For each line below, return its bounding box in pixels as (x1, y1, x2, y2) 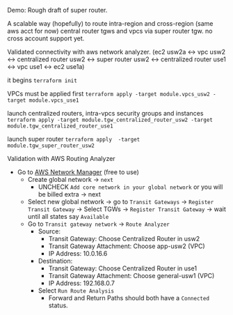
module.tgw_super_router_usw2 (7, 142, 95, 149)
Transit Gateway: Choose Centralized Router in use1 (48, 264, 197, 272)
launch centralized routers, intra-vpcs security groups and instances (7, 109, 204, 117)
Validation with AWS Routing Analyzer (7, 155, 116, 162)
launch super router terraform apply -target (7, 135, 140, 143)
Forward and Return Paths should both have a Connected (48, 294, 210, 302)
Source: (38, 227, 61, 236)
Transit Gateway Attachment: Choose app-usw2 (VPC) (48, 242, 205, 250)
